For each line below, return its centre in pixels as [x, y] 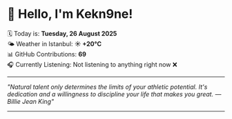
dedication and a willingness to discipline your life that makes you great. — [114, 94]
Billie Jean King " [31, 101]
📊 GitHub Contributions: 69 [47, 54]
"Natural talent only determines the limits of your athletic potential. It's [107, 87]
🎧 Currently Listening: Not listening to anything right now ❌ [92, 64]
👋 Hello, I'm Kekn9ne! [70, 14]
